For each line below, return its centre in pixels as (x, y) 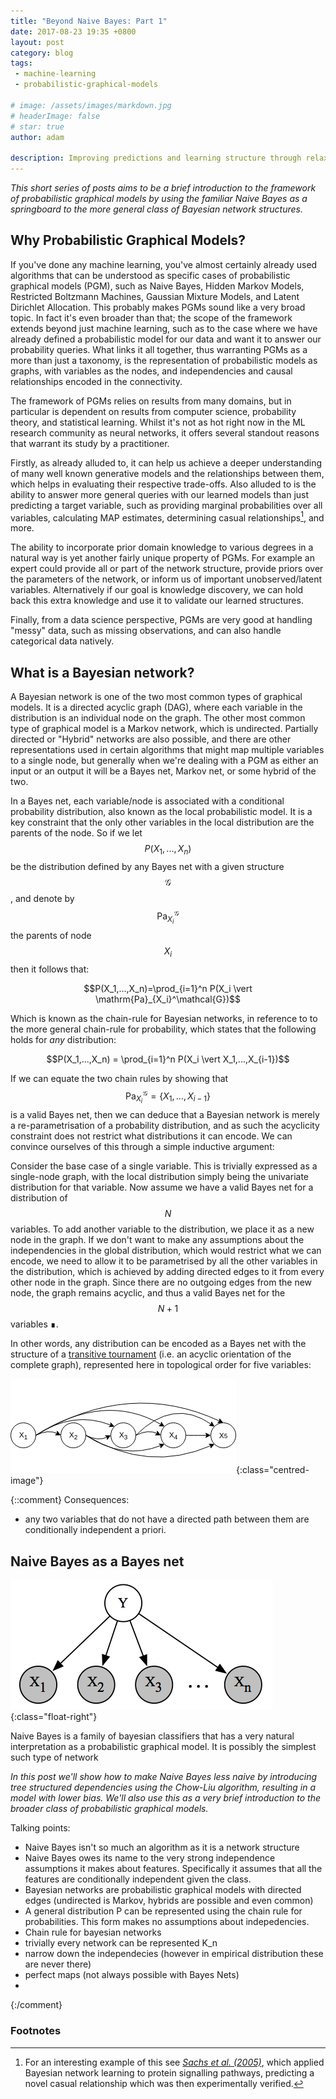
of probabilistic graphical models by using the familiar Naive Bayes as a (159, 198)
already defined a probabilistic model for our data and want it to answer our (166, 339)
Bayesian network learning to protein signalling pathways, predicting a (169, 2072)
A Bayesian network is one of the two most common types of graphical (156, 697)
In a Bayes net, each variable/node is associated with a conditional (147, 801)
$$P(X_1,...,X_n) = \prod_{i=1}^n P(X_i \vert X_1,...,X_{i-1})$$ (168, 1059)
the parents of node (51, 935)
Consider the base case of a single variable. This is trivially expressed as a (164, 1166)
